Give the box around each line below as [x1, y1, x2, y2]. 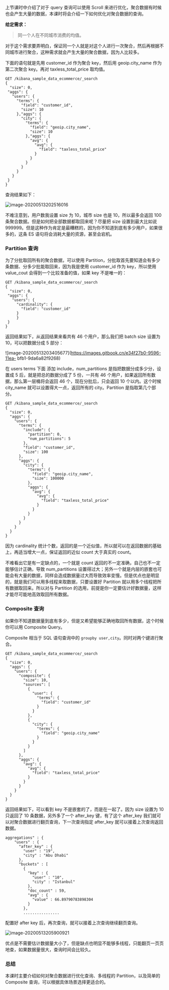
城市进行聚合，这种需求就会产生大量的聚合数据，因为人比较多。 [9, 49, 142, 55]
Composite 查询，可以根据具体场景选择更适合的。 [5, 979, 109, 985]
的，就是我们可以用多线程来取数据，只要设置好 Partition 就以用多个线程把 [5, 579, 157, 585]
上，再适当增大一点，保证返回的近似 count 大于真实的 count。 [5, 549, 134, 555]
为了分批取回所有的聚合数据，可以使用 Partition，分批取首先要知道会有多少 [5, 257, 160, 263]
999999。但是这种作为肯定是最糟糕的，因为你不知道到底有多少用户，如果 [5, 225, 158, 230]
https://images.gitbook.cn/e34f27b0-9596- [70, 350, 161, 356]
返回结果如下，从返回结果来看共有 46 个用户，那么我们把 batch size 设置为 [5, 333, 161, 339]
